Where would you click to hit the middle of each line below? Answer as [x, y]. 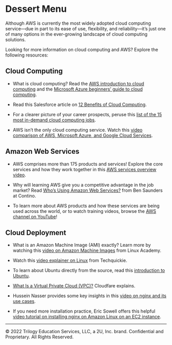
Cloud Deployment [36, 233]
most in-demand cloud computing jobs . [54, 120]
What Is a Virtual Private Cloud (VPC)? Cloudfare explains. [74, 286]
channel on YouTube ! [35, 216]
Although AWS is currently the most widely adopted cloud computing [78, 23]
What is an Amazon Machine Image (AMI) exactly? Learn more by [82, 245]
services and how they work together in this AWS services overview [84, 169]
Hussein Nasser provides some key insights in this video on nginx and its [90, 296]
